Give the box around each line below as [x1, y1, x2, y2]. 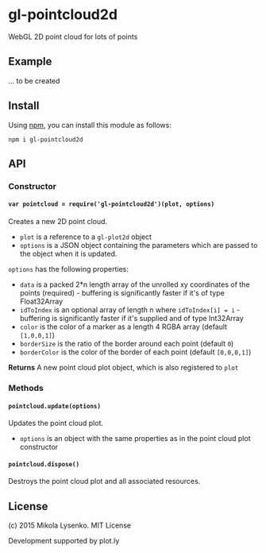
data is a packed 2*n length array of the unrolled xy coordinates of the [19, 280, 250, 289]
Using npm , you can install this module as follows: [8, 120, 172, 130]
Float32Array [19, 296, 64, 307]
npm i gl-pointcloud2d [8, 135, 83, 144]
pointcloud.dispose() [8, 460, 80, 468]
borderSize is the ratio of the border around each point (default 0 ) [19, 339, 234, 349]
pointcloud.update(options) [8, 402, 102, 410]
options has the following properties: [8, 265, 129, 274]
